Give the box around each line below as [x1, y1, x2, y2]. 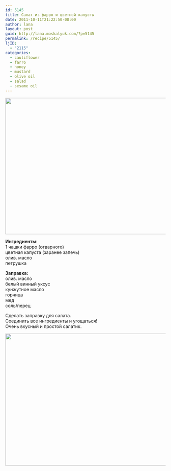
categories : [5, 50, 31, 55]
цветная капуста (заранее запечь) [5, 249, 80, 255]
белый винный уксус [5, 280, 50, 287]
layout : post [5, 27, 33, 32]
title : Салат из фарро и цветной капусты [5, 12, 95, 17]
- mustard [10, 69, 31, 75]
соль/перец [5, 302, 31, 309]
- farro [10, 60, 26, 65]
